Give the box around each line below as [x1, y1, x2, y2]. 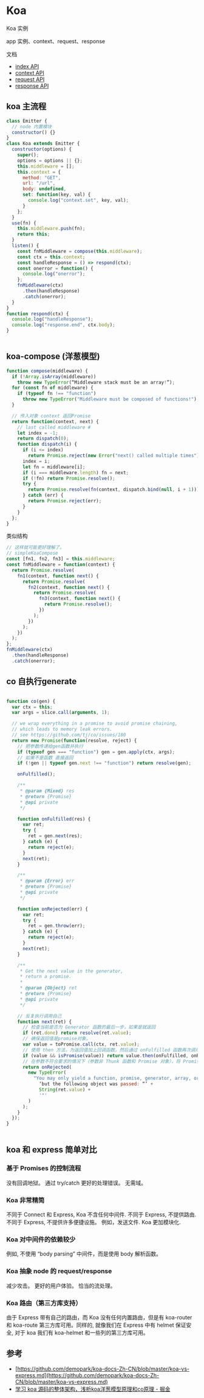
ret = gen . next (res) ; [28, 833, 83, 839]
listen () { [12, 243, 39, 249]
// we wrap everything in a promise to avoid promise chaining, [12, 721, 178, 727]
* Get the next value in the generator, [19, 968, 123, 974]
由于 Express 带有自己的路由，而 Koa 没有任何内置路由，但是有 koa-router [6, 1314, 192, 1321]
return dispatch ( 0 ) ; [17, 435, 69, 442]
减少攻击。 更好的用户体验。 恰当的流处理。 [6, 1282, 116, 1289]
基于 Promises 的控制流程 [6, 1164, 81, 1172]
